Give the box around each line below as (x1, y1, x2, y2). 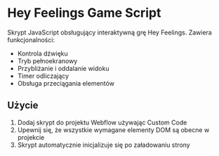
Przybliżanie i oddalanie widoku (17, 64, 109, 72)
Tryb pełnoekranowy (17, 56, 78, 65)
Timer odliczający (17, 72, 69, 80)
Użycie (7, 100, 39, 112)
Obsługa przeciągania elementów (17, 79, 114, 87)
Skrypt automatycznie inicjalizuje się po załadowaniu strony (17, 141, 191, 149)
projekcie (17, 133, 45, 141)
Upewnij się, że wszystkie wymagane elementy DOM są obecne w (17, 125, 210, 134)
